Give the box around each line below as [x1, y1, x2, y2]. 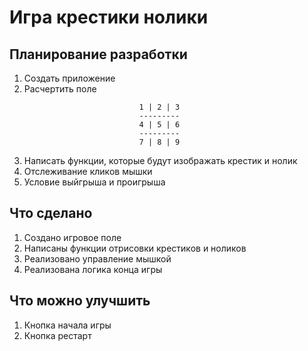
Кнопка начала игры [23, 319, 112, 331]
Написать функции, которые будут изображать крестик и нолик [23, 155, 298, 166]
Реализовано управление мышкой [23, 252, 172, 265]
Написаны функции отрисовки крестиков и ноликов [23, 242, 247, 254]
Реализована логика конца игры [23, 263, 163, 275]
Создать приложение [23, 72, 116, 84]
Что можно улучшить [9, 292, 151, 310]
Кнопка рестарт [23, 329, 92, 341]
